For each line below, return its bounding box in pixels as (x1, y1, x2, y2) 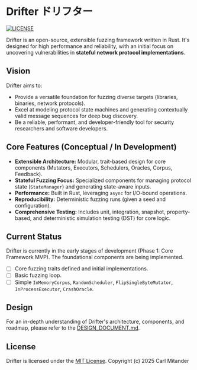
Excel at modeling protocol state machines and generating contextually (14, 106, 188, 113)
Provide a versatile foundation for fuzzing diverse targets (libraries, (14, 93, 179, 100)
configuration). (14, 202, 51, 209)
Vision (6, 66, 31, 76)
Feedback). (14, 170, 43, 177)
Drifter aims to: (6, 82, 43, 89)
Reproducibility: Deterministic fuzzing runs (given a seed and (14, 196, 166, 203)
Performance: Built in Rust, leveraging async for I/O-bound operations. (14, 189, 188, 196)
